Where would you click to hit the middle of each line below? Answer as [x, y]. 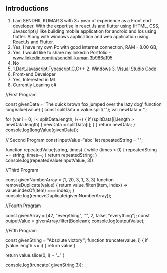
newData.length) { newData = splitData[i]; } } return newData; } [70, 124]
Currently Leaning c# [34, 85]
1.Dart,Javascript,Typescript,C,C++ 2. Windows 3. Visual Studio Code [85, 69]
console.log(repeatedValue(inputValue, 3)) [49, 160]
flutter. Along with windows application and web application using [80, 36]
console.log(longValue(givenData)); [42, 130]
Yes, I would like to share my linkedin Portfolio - [62, 52]
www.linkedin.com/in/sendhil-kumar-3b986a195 [62, 58]
